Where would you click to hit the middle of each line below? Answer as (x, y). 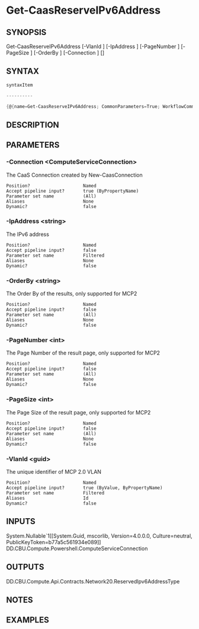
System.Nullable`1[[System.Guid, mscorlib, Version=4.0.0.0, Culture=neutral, (99, 536)
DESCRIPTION (33, 125)
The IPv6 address (28, 234)
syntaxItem (20, 85)
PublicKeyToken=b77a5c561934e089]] (54, 542)
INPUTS (21, 521)
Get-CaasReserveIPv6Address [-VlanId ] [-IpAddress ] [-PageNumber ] (93, 46)
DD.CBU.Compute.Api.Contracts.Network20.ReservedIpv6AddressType (93, 581)
